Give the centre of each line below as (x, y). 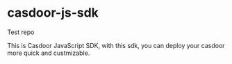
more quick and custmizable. (49, 53)
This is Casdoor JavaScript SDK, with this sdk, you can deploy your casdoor (116, 45)
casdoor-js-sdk (53, 13)
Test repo (21, 32)
